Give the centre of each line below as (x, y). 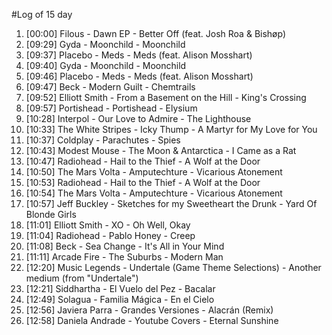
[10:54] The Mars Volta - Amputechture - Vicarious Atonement (154, 193)
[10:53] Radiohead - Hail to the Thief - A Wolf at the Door (143, 182)
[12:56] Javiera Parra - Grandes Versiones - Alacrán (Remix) (149, 310)
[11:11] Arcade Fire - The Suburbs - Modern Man (124, 257)
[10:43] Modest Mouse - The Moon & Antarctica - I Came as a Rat (161, 150)
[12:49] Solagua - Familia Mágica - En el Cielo (120, 299)
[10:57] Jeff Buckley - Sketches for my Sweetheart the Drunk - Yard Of (171, 203)
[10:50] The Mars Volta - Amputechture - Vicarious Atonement (154, 172)
